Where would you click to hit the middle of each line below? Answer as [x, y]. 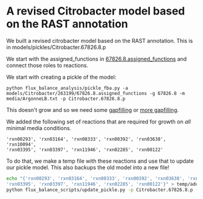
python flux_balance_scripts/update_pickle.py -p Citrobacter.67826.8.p [100, 190]
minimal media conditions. [39, 128]
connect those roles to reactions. [47, 65]
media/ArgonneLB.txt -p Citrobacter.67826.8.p [66, 99]
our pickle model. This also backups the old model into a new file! [88, 167]
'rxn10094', [21, 144]
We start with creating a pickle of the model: [61, 77]
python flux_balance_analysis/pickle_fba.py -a [67, 88]
